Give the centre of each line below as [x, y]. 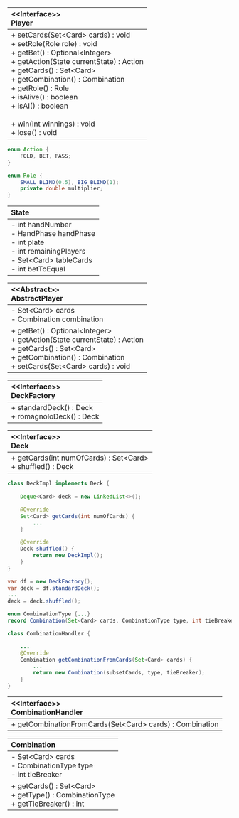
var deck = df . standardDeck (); [54, 588]
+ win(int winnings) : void [53, 124]
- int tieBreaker [37, 774]
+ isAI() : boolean [40, 106]
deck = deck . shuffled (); [44, 601]
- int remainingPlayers [48, 252]
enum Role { [25, 176]
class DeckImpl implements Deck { [59, 484]
